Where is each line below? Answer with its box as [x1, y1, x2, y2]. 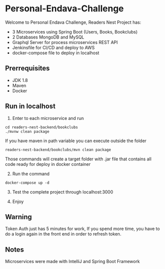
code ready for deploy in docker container [5, 161, 91, 167]
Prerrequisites [5, 64, 50, 73]
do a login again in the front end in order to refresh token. [5, 231, 122, 237]
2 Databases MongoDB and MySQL [12, 34, 85, 40]
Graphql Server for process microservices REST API [12, 39, 118, 45]
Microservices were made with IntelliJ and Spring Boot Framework [5, 259, 140, 265]
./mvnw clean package [5, 129, 50, 134]
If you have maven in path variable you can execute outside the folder [5, 138, 147, 144]
